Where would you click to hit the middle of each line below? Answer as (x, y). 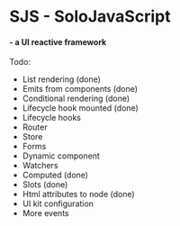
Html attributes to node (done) (78, 194)
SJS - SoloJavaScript (90, 17)
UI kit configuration (58, 203)
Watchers (40, 166)
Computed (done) (55, 175)
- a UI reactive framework (58, 41)
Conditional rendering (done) (76, 99)
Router (35, 127)
